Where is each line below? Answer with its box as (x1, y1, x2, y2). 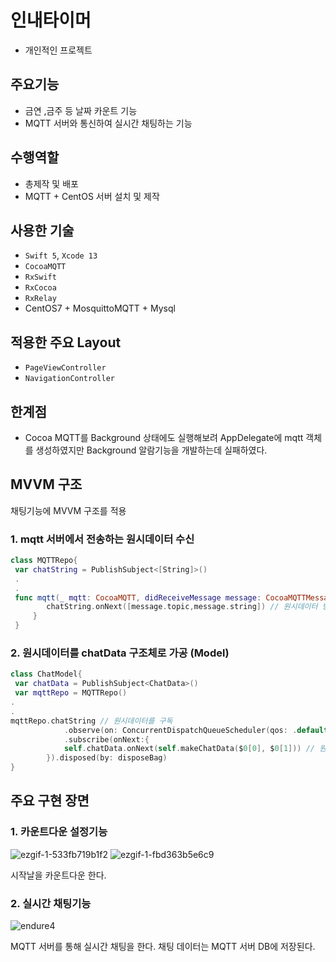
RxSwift (24, 272, 57, 283)
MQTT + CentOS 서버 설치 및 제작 (24, 190, 160, 202)
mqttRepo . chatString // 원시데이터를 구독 (10, 716, 173, 726)
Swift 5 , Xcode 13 (24, 249, 98, 261)
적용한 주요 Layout (10, 334, 122, 351)
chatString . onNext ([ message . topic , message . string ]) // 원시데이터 (46, 602, 318, 612)
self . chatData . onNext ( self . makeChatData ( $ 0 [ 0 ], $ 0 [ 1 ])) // (63, 744, 316, 754)
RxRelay (24, 294, 57, 304)
